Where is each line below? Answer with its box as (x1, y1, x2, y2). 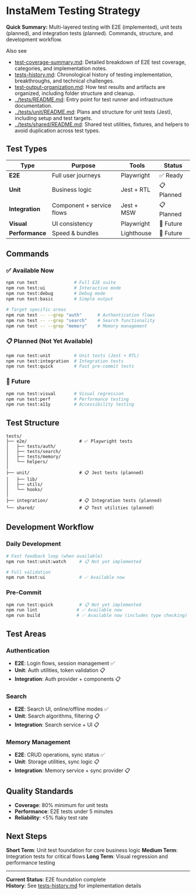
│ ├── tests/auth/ (6, 444, 57, 450)
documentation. (14, 102, 52, 109)
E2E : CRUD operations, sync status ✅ (14, 751, 105, 759)
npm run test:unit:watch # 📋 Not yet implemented (6, 558, 142, 564)
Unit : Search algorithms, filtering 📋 (14, 712, 100, 719)
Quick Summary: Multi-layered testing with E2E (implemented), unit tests (6, 23, 183, 30)
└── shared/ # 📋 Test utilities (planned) (6, 505, 155, 511)
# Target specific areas (6, 306, 66, 313)
